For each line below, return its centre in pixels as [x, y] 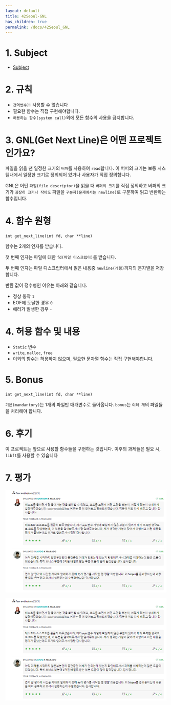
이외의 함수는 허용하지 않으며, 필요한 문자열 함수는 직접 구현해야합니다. [83, 359]
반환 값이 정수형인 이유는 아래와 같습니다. [46, 285]
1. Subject [26, 53]
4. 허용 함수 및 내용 [43, 332]
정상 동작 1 [24, 296]
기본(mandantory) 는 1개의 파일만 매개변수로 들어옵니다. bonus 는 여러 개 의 [77, 404]
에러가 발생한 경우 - [32, 309]
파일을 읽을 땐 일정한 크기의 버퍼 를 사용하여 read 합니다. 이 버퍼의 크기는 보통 [81, 168]
